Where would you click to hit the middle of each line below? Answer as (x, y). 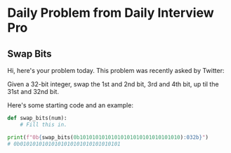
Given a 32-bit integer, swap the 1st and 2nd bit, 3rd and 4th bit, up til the (113, 84)
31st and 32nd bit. (33, 92)
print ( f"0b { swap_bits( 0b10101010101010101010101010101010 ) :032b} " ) (108, 137)
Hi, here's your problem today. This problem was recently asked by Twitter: (116, 71)
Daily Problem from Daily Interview (111, 13)
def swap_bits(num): (38, 118)
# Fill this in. (44, 124)
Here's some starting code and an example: (70, 105)
